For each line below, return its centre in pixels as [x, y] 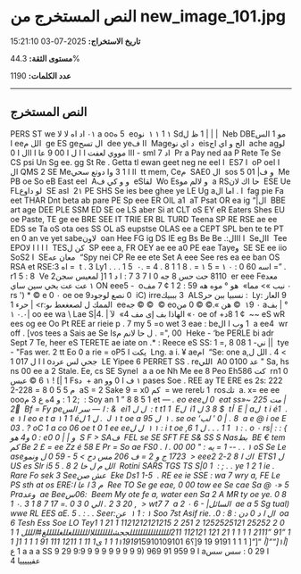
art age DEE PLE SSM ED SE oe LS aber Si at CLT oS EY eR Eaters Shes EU [147, 209]
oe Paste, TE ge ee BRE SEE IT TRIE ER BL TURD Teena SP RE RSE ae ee [144, 219]
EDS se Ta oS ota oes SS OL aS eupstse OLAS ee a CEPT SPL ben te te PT [147, 229]
